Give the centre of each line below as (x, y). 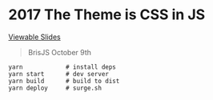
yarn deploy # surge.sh (55, 88)
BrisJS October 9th (60, 52)
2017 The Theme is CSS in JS (107, 15)
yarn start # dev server (59, 74)
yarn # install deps (62, 67)
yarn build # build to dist (64, 81)
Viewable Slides (35, 37)
